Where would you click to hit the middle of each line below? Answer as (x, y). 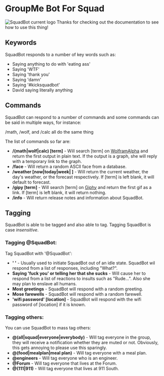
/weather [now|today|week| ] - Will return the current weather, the (80, 171)
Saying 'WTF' (26, 69)
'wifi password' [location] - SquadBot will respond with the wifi (77, 299)
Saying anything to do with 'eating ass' (51, 64)
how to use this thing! (27, 27)
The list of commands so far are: (38, 141)
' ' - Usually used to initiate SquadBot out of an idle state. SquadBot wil (83, 263)
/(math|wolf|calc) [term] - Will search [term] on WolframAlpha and (80, 151)
